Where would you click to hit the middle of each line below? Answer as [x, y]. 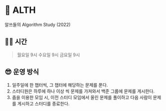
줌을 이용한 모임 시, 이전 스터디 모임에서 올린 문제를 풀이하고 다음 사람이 [82, 97]
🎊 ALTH [20, 10]
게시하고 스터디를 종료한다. [43, 104]
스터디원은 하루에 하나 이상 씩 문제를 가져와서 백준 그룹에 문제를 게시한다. [83, 91]
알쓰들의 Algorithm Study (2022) [38, 24]
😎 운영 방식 [22, 72]
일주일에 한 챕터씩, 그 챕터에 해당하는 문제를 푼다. [60, 85]
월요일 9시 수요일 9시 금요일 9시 [48, 55]
